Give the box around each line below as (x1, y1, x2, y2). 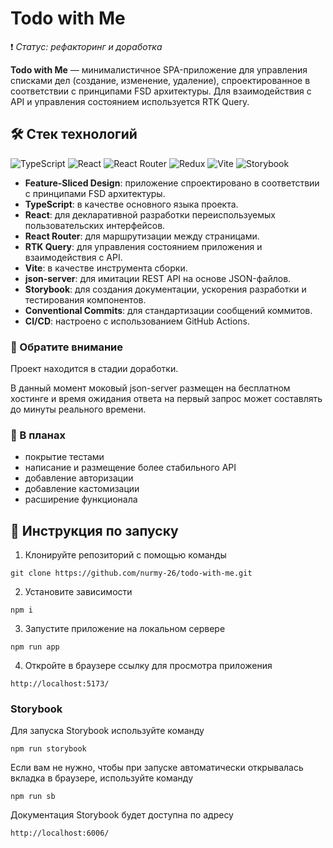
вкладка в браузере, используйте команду (10, 772, 194, 784)
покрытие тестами (24, 451, 105, 463)
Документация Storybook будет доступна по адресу (10, 809, 234, 821)
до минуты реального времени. (10, 403, 147, 416)
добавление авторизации (24, 472, 134, 484)
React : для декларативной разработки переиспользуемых (24, 208, 276, 221)
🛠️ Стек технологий (10, 126, 138, 143)
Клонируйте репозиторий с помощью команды (24, 549, 227, 561)
